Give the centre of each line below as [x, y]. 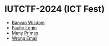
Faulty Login [24, 27]
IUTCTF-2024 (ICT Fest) [55, 9]
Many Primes [25, 33]
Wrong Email [24, 38]
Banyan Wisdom [28, 23]
